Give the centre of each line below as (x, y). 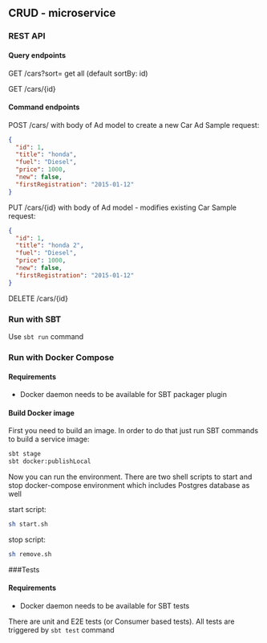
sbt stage (25, 454)
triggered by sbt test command (61, 630)
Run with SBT (35, 319)
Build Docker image (41, 412)
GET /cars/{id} (32, 88)
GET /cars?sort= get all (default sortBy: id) (78, 73)
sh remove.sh (30, 554)
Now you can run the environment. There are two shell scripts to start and (130, 477)
